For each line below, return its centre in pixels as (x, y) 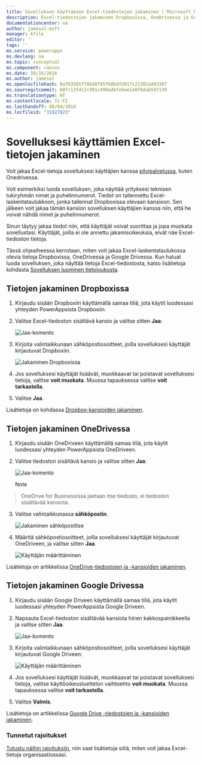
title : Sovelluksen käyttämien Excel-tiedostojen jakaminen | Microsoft (99, 12)
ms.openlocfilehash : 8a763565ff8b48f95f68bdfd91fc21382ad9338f (87, 85)
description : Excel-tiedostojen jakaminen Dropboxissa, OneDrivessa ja (97, 17)
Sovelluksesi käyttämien (68, 142)
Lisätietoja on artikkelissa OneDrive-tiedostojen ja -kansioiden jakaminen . (97, 567)
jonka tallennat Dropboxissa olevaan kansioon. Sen (119, 202)
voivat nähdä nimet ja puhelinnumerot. (53, 215)
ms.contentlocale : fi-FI (37, 101)
